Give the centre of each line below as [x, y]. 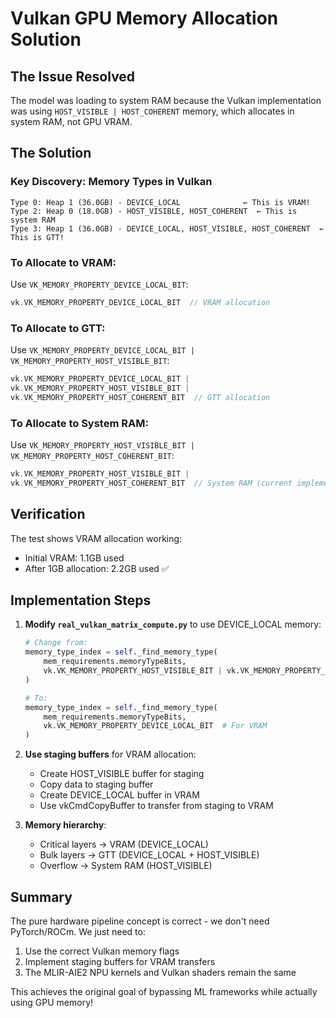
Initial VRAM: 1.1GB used [74, 558]
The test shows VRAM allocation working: [96, 538]
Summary [41, 897]
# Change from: [56, 643]
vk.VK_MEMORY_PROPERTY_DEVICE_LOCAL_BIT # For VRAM [155, 726]
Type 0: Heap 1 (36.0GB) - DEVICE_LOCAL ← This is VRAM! [160, 202]
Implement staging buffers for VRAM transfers [120, 962]
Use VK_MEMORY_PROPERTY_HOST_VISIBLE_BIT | [102, 445]
